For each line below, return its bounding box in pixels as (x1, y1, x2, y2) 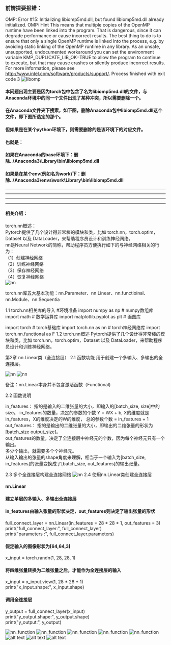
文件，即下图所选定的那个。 (5, 114, 64, 120)
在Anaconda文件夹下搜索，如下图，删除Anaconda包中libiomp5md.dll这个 (5, 107, 163, 113)
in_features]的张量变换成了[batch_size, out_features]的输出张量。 (5, 460, 142, 466)
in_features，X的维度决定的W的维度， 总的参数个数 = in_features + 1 (5, 416, 149, 422)
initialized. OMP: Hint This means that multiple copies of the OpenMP (5, 22, 150, 28)
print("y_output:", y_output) (5, 619, 62, 625)
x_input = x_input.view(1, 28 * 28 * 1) (5, 579, 83, 585)
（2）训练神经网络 (5, 261, 44, 267)
